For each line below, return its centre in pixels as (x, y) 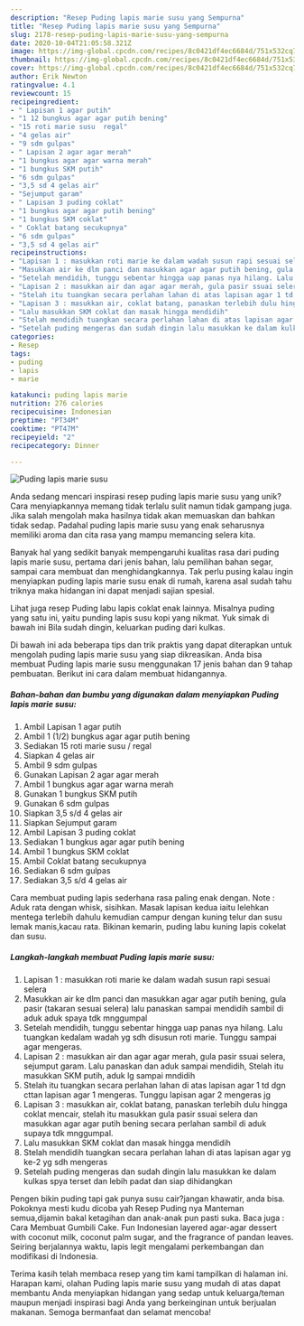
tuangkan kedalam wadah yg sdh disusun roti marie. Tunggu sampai (150, 1037)
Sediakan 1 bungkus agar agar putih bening (104, 842)
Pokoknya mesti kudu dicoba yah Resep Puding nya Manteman (127, 1209)
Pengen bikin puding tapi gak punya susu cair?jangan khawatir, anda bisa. (147, 1199)
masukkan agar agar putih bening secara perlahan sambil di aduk (145, 1124)
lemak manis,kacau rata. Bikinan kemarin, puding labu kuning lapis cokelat (148, 927)
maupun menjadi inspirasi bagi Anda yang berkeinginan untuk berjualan (143, 1303)
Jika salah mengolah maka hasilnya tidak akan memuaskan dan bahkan (143, 516)
